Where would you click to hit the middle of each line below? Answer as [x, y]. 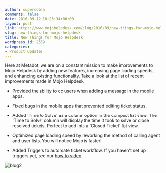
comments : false [22, 14]
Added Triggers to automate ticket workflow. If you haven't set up [79, 150]
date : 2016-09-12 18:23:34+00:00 [40, 19]
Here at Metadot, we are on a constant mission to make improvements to [79, 65]
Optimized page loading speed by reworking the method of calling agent [86, 135]
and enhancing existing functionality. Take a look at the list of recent [75, 76]
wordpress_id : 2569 [25, 42]
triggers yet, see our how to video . [47, 155]
